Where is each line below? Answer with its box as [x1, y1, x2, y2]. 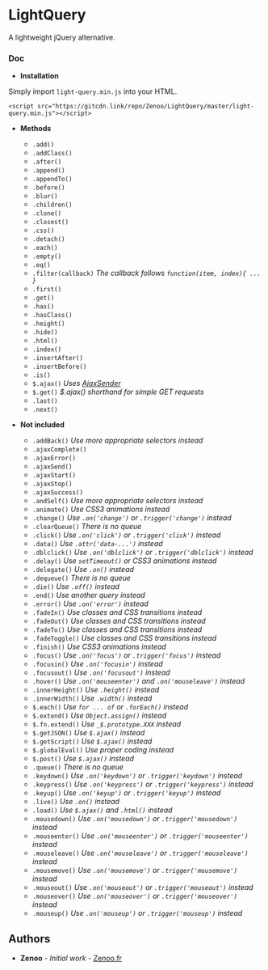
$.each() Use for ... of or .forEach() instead [31, 702, 189, 712]
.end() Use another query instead [31, 591, 145, 600]
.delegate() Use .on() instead [31, 565, 135, 574]
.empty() [31, 252, 62, 261]
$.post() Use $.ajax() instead [31, 754, 135, 764]
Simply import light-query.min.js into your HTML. [8, 87, 178, 96]
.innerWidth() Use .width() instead [31, 693, 153, 703]
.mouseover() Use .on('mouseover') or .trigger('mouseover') [31, 892, 238, 901]
